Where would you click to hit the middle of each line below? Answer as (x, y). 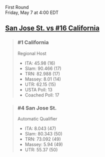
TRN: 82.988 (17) (42, 73)
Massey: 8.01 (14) (43, 79)
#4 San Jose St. (37, 108)
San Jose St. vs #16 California (52, 28)
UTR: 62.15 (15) (40, 84)
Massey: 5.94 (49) (44, 144)
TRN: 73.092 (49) (43, 139)
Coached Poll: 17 (42, 95)
